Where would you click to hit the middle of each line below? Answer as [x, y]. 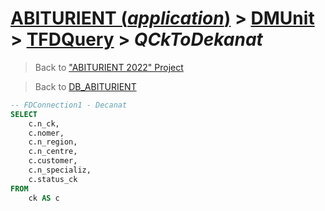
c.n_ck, [44, 123]
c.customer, [53, 161]
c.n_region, [53, 142]
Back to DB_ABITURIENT [85, 86]
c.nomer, [46, 133]
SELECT [24, 114]
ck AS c [44, 198]
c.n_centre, [53, 152]
